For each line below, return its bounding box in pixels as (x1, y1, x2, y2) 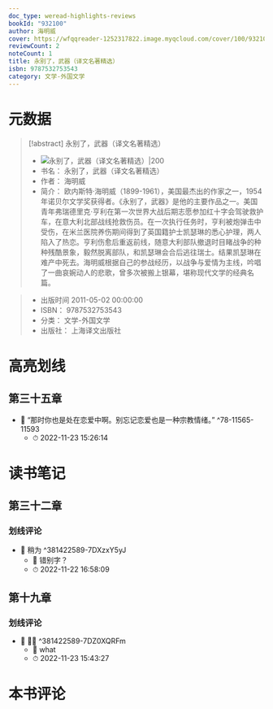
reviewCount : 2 (8, 42, 60, 50)
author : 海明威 (8, 27, 56, 35)
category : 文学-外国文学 (8, 72, 85, 80)
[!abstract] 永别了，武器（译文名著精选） (28, 138, 166, 148)
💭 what (32, 645, 56, 655)
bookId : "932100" (8, 20, 67, 28)
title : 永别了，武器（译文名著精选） (8, 58, 119, 66)
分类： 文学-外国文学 (40, 315, 110, 325)
